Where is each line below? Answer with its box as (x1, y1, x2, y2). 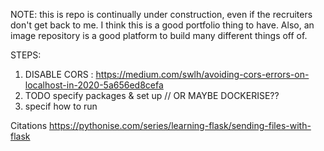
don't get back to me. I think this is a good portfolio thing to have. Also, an (10, 19, 315, 31)
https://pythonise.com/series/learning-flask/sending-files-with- (49, 120, 312, 131)
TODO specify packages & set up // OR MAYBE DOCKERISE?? (24, 90, 280, 101)
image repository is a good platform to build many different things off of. (10, 30, 308, 41)
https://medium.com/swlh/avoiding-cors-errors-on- (95, 69, 310, 80)
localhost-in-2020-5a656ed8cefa (24, 79, 164, 91)
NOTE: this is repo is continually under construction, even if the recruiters (10, 9, 313, 20)
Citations (10, 120, 48, 131)
